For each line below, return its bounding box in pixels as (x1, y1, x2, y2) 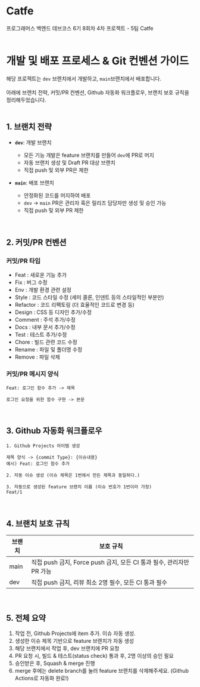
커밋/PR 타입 (6, 257, 40, 265)
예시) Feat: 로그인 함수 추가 (6, 461, 70, 467)
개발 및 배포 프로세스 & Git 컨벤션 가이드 (6, 54, 189, 68)
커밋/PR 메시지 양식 (6, 370, 59, 378)
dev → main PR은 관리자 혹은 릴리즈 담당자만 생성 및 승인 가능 (23, 199, 167, 207)
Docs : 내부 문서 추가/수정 (14, 324, 76, 331)
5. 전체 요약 (6, 613, 46, 623)
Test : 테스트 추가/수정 (14, 331, 67, 338)
